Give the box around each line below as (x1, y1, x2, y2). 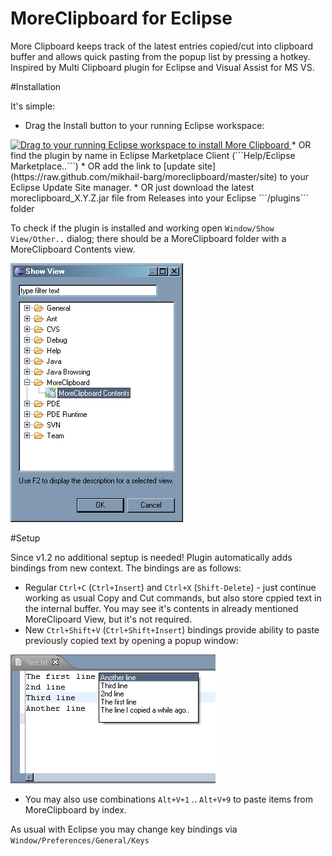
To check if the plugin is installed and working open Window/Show (10, 222, 275, 234)
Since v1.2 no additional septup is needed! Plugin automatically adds (10, 551, 293, 563)
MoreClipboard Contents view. (10, 243, 136, 255)
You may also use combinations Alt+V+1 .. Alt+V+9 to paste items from (24, 793, 313, 805)
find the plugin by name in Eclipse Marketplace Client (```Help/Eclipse (10, 149, 296, 161)
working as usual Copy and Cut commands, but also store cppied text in (24, 592, 322, 604)
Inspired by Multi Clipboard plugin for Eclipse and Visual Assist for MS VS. (10, 61, 315, 73)
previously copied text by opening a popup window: (24, 634, 239, 646)
